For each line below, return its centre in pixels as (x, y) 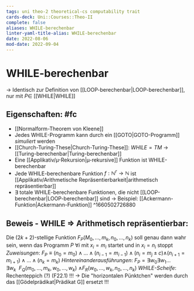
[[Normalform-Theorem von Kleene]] (59, 128)
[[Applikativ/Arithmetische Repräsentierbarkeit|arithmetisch (86, 180)
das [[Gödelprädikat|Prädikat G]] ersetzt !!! (57, 282)
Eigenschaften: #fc (42, 114)
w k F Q (17, 269)
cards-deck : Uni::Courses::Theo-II (50, 17)
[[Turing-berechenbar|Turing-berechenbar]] (68, 153)
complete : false (26, 22)
